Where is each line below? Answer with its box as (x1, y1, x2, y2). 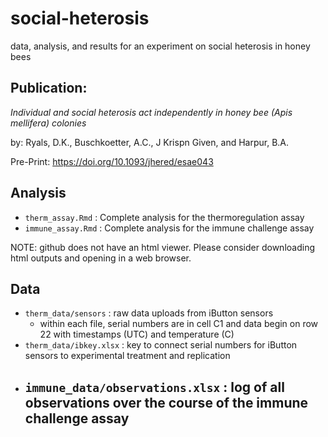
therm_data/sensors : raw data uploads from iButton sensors (24, 307, 274, 319)
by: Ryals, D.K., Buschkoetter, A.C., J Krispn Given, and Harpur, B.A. (10, 136, 290, 148)
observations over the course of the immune (24, 394, 309, 411)
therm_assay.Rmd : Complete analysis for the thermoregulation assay (24, 211, 305, 223)
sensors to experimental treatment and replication (24, 350, 231, 362)
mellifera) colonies (10, 117, 87, 129)
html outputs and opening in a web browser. (10, 252, 192, 264)
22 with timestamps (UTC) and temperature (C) (39, 328, 235, 341)
